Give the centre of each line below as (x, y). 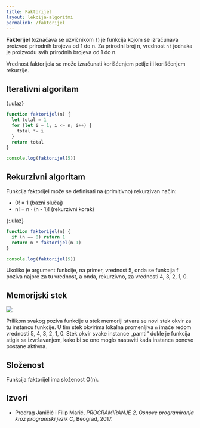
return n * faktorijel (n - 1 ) (47, 243)
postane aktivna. (27, 346)
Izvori (17, 398)
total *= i (30, 131)
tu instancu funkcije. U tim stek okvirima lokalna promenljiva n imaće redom (99, 327)
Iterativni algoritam (42, 89)
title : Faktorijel (29, 12)
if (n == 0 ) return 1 (39, 237)
